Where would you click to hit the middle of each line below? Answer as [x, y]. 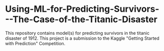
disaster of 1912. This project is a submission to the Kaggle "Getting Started [82, 38]
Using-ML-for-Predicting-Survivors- [82, 9]
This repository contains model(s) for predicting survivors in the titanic [78, 33]
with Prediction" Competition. [35, 43]
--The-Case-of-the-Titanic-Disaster [81, 19]
